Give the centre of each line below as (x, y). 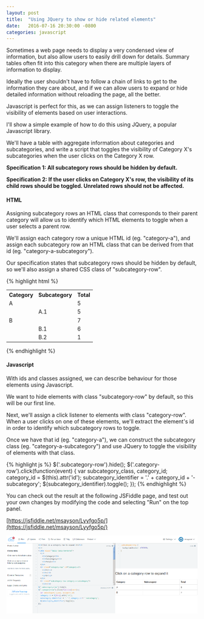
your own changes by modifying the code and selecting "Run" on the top (97, 502)
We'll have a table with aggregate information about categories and (90, 143)
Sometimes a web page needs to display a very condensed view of (90, 50)
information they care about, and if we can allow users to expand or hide (97, 88)
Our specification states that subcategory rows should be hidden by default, (102, 263)
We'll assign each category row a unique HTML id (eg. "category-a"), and (98, 238)
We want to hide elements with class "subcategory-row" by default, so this (100, 396)
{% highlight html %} (32, 281)
